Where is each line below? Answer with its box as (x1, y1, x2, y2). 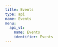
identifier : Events (14, 35, 54, 40)
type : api (5, 12, 25, 17)
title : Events (5, 7, 34, 12)
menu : (5, 21, 16, 26)
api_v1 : (9, 25, 25, 30)
